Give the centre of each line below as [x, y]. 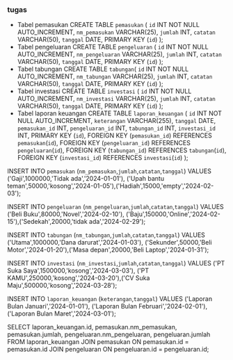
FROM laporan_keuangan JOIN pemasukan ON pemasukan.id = [98, 342]
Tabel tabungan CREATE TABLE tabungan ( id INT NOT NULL [103, 69]
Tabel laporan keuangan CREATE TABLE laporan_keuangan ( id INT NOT [120, 113]
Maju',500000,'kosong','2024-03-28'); [62, 286]
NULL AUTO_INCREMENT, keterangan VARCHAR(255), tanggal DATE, [116, 121]
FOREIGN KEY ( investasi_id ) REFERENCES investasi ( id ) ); [103, 158]
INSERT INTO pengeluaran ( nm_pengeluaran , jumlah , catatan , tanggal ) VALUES [115, 207]
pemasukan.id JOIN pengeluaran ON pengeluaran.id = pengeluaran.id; [108, 350]
